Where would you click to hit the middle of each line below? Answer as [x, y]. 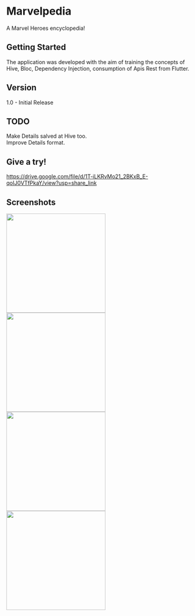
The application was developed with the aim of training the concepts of [96, 62]
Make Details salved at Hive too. [47, 136]
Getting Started [36, 47]
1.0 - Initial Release [30, 102]
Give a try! [27, 162]
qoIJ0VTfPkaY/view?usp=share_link [51, 183]
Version [21, 88]
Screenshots [31, 202]
